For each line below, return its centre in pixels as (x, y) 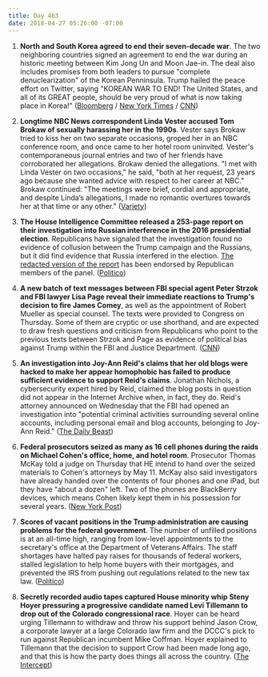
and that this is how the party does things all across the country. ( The (134, 656)
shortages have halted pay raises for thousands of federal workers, (131, 555)
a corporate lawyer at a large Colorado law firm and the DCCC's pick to (137, 631)
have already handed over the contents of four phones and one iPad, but (140, 480)
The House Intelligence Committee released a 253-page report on (132, 222)
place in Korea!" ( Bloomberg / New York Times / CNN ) (109, 106)
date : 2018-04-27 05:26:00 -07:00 (66, 23)
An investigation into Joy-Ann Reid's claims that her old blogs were (134, 363)
